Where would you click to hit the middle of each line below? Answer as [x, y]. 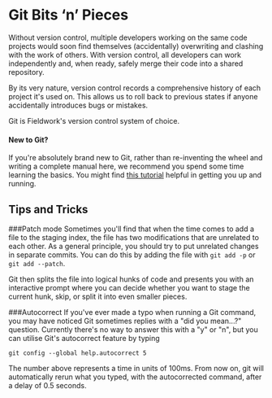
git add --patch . [37, 263]
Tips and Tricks [48, 209]
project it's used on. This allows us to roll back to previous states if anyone [133, 96]
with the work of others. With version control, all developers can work [125, 55]
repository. [26, 72]
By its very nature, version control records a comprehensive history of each [135, 88]
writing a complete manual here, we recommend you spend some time [126, 166]
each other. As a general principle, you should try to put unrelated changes [134, 246]
